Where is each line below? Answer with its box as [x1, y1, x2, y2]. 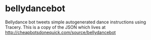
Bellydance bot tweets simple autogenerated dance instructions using [5, 19, 146, 25]
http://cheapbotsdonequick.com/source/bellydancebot [5, 29, 116, 35]
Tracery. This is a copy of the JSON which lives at [5, 24, 106, 30]
